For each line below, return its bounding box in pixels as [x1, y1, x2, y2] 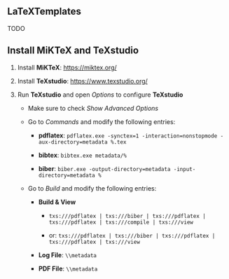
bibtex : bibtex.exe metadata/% [38, 151, 127, 159]
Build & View [38, 198, 76, 206]
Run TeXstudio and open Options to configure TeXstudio [17, 90, 183, 99]
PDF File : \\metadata [38, 264, 98, 273]
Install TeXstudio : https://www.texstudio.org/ [17, 76, 148, 85]
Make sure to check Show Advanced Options [27, 104, 159, 112]
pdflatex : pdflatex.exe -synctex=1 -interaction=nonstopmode [38, 131, 218, 139]
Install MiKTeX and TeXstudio [7, 45, 139, 57]
